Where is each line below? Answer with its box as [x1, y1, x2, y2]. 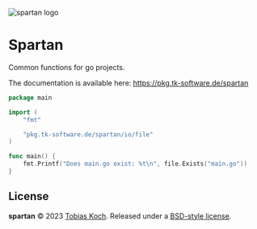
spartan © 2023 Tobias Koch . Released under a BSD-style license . [8, 210, 232, 221]
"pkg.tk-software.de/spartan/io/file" [23, 130, 154, 139]
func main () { [8, 152, 57, 160]
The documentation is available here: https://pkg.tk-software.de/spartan [8, 77, 249, 88]
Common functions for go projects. [8, 62, 125, 72]
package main [8, 94, 53, 102]
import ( [8, 108, 38, 116]
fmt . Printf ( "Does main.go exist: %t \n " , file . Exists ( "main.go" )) [23, 160, 248, 169]
